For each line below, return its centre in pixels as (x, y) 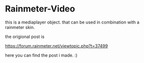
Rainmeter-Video (40, 9)
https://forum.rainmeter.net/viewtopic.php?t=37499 (56, 46)
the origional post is (25, 37)
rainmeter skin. (20, 27)
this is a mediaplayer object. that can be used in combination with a (72, 22)
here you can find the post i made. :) (41, 55)
